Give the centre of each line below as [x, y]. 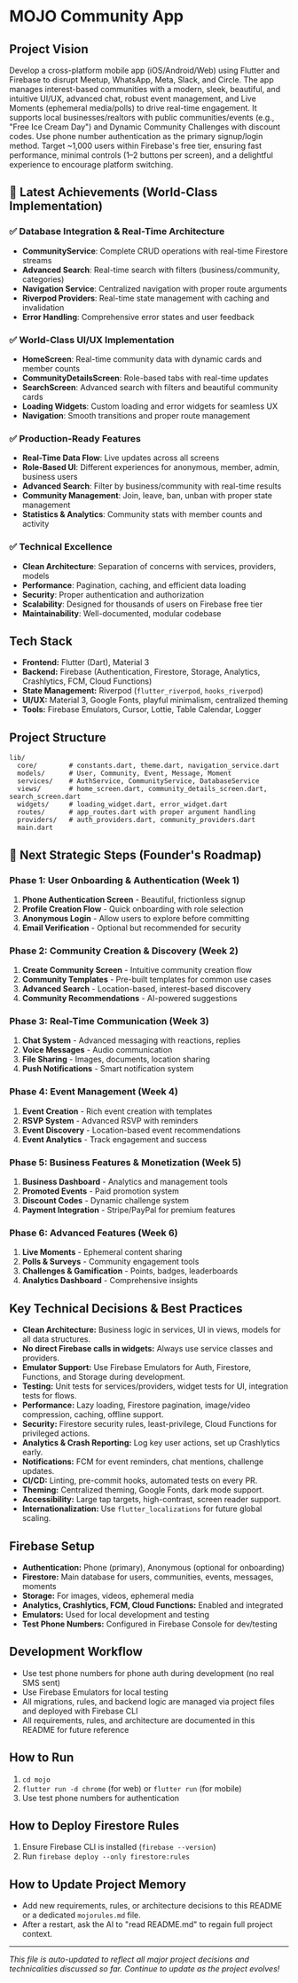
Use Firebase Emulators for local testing [95, 1692]
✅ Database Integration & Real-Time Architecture [117, 231]
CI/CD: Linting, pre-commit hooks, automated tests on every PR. [140, 1481]
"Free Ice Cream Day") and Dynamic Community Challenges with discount [145, 127]
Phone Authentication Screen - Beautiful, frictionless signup [133, 899]
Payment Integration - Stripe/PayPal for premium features [129, 1210]
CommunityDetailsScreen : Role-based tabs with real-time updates [145, 378]
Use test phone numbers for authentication [101, 1798]
